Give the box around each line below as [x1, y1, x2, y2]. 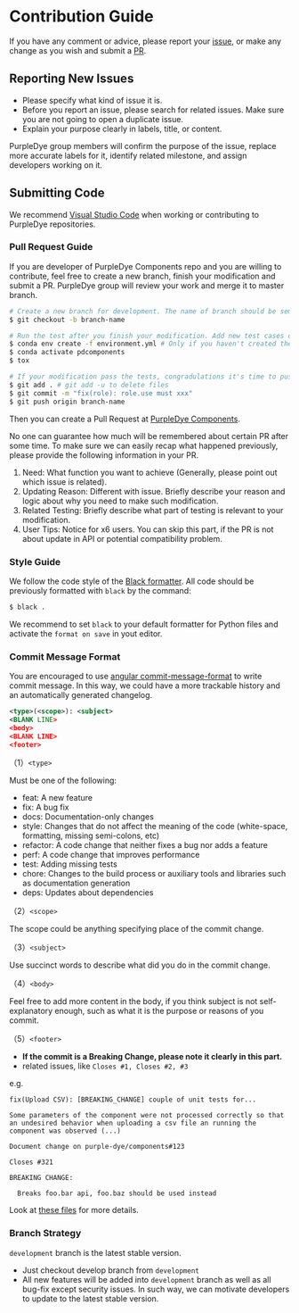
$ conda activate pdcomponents [9, 348, 125, 357]
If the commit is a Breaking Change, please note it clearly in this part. [21, 1051, 283, 1062]
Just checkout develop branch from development [21, 1265, 200, 1276]
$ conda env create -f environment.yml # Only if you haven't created [9, 339, 277, 349]
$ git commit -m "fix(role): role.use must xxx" [9, 388, 193, 398]
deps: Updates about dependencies [21, 887, 154, 898]
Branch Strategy [9, 1227, 82, 1240]
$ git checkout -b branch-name [9, 315, 125, 324]
